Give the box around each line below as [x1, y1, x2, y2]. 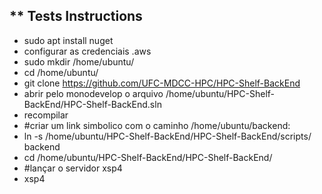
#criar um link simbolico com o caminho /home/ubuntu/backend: [23, 119, 291, 131]
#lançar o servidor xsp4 [23, 162, 123, 174]
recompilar [23, 109, 69, 121]
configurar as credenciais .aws [23, 45, 152, 57]
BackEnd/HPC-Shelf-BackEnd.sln [23, 98, 162, 110]
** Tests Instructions [9, 8, 143, 25]
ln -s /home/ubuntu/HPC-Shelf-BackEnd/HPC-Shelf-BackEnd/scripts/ [23, 130, 312, 142]
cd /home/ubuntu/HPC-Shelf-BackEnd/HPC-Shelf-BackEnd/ [23, 151, 273, 163]
